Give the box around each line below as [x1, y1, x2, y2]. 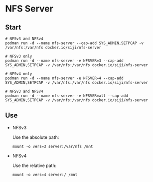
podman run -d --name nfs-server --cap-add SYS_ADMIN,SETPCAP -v [5, 41, 144, 46]
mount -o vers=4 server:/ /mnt [12, 172, 78, 177]
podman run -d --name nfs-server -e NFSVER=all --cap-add [5, 93, 128, 98]
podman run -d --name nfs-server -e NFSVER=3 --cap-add [5, 58, 124, 63]
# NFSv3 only [5, 54, 32, 59]
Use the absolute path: [12, 134, 59, 140]
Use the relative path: [12, 162, 57, 168]
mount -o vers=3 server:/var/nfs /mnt [12, 144, 93, 149]
